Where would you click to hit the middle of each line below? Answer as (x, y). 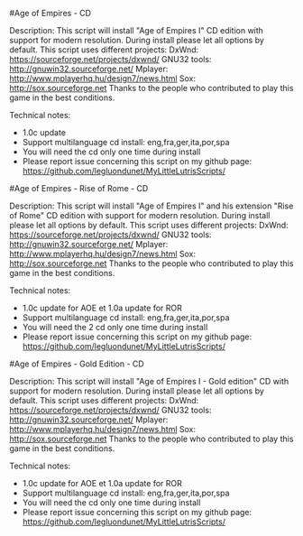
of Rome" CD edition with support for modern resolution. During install (140, 215)
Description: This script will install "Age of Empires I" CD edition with (137, 30)
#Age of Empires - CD (50, 13)
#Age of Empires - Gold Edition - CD (77, 364)
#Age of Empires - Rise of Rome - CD (79, 188)
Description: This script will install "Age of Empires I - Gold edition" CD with (149, 381)
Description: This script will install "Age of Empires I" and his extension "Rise (151, 206)
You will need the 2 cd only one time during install (115, 327)
